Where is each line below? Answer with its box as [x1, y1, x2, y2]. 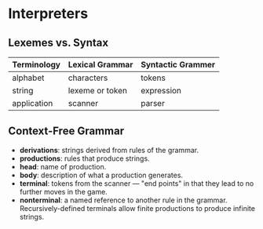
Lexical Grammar [68, 60, 133, 70]
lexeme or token [68, 85, 128, 96]
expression [141, 85, 182, 96]
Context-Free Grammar [8, 125, 124, 138]
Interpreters [8, 5, 89, 23]
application [12, 98, 53, 108]
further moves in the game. [19, 187, 108, 196]
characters [68, 72, 108, 83]
